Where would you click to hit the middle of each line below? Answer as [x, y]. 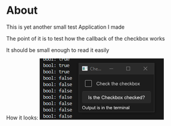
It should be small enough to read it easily [58, 50]
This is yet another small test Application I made [65, 27]
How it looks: [22, 118]
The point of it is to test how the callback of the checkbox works [85, 38]
